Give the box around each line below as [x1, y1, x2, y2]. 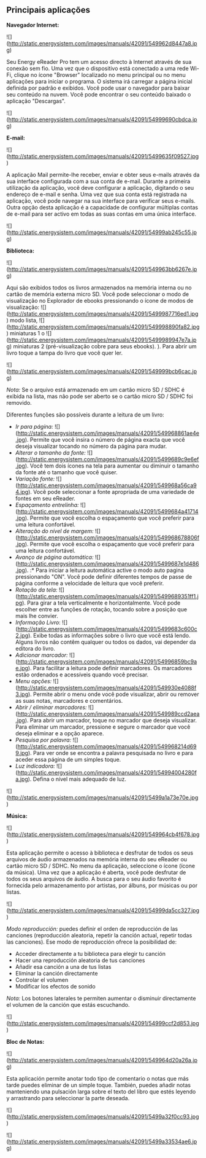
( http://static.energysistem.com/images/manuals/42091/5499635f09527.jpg [6, 152, 199, 160]
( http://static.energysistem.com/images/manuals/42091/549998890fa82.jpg [6, 323, 200, 331]
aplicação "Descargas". [6, 97, 66, 104]
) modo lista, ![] [6, 316, 45, 324]
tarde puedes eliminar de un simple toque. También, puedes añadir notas [6, 1081, 191, 1089]
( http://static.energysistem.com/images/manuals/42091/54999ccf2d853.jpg [6, 1019, 199, 1027]
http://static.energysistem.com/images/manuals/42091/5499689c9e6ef [17, 455, 199, 463]
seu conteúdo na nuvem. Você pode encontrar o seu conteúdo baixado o [6, 90, 191, 98]
